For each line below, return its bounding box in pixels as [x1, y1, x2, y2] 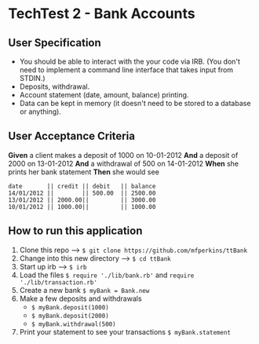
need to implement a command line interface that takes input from [19, 65, 234, 75]
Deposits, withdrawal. [19, 82, 90, 91]
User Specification [8, 36, 102, 49]
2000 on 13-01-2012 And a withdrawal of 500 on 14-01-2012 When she [8, 159, 239, 168]
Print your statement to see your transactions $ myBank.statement [19, 327, 232, 336]
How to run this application [8, 225, 143, 238]
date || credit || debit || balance [8, 182, 156, 190]
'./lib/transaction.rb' [19, 278, 98, 287]
